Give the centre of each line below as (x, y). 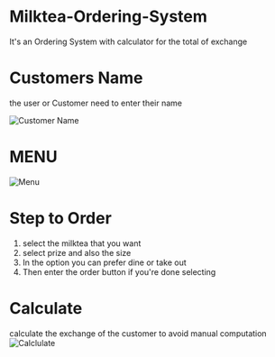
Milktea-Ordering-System (108, 17)
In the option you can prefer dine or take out (104, 262)
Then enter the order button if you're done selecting (119, 271)
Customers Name (76, 78)
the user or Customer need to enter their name (96, 103)
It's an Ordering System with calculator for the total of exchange (128, 41)
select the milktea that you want (82, 243)
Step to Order (61, 218)
